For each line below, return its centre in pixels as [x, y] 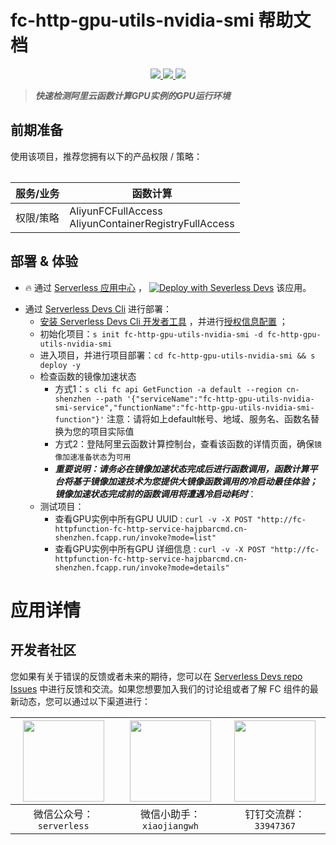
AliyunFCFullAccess [116, 211]
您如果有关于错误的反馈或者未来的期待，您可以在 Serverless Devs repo [156, 676]
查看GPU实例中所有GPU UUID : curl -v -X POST [153, 518]
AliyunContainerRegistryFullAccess [152, 223]
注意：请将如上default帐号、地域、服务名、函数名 [209, 418]
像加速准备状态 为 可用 [93, 456]
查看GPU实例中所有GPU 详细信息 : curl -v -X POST [160, 548]
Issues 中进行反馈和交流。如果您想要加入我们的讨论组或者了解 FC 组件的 [160, 688]
